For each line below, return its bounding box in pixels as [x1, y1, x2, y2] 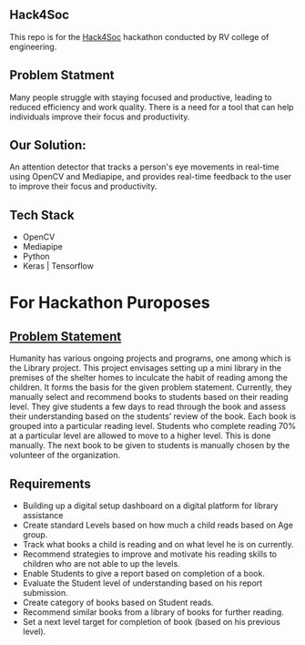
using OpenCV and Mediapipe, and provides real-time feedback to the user [9, 171, 292, 182]
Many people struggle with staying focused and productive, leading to [9, 91, 272, 103]
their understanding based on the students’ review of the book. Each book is [9, 411, 297, 422]
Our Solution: [9, 138, 86, 153]
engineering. [9, 41, 57, 52]
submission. [22, 588, 68, 599]
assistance [22, 510, 64, 521]
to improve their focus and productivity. [9, 181, 158, 192]
